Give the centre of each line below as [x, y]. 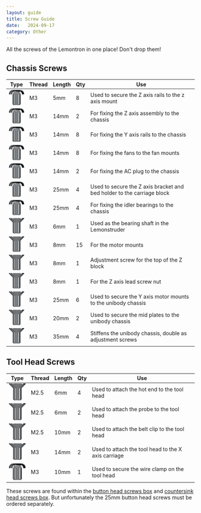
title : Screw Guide [31, 19]
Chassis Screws [37, 68]
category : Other [26, 32]
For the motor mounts [117, 245]
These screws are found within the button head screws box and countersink [100, 491]
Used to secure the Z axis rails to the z [138, 95]
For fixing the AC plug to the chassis [135, 171]
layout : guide [24, 13]
